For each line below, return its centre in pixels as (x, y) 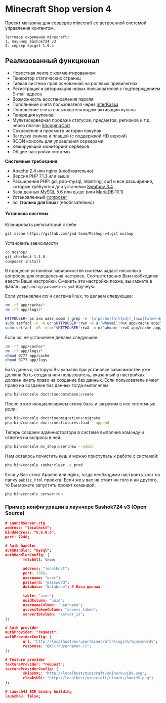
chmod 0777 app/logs (26, 360)
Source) (15, 513)
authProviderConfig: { (28, 637)
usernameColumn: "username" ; (53, 605)
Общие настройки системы (41, 151)
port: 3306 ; (35, 573)
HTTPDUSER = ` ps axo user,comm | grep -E (46, 319)
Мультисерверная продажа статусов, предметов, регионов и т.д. (82, 120)
